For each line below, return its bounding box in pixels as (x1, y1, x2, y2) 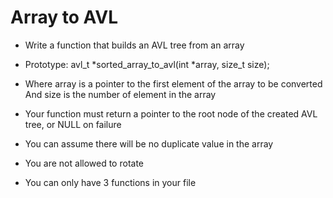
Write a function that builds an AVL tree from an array (24, 39, 245, 51)
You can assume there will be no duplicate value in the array (24, 137, 274, 150)
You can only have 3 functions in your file (24, 176, 197, 188)
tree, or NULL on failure (24, 118, 122, 130)
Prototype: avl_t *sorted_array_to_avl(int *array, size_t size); (24, 58, 270, 70)
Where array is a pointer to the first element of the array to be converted (24, 77, 323, 90)
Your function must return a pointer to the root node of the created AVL (24, 107, 318, 120)
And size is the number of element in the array (24, 88, 217, 100)
